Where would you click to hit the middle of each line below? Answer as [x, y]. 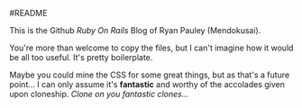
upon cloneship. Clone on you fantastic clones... [99, 94]
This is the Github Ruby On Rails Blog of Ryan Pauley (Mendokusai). [135, 30]
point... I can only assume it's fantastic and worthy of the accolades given [147, 84]
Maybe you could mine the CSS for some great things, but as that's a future [150, 75]
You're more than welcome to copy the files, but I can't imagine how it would [151, 48]
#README [28, 13]
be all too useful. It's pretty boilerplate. [81, 57]
